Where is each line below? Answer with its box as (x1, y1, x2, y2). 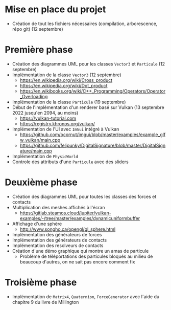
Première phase (5, 44, 74, 56)
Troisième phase (5, 277, 77, 288)
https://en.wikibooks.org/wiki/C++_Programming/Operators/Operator (19, 88, 166, 94)
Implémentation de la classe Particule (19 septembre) (12, 99, 126, 105)
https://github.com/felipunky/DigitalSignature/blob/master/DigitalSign (19, 142, 166, 148)
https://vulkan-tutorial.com (19, 115, 77, 121)
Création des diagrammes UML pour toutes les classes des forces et (12, 193, 157, 200)
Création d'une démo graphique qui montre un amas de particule (12, 248, 149, 254)
